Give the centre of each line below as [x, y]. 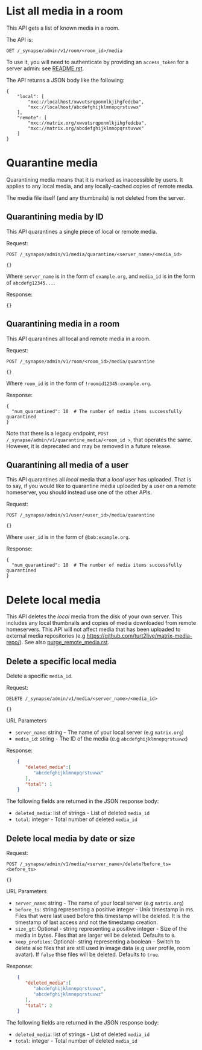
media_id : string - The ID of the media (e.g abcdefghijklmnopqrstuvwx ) [101, 739]
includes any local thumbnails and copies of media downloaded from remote [101, 623]
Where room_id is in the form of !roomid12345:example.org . [79, 383]
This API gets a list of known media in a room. [63, 28]
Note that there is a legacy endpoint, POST [58, 433]
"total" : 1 [39, 784]
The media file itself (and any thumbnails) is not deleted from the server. [96, 197]
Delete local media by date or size [71, 838]
